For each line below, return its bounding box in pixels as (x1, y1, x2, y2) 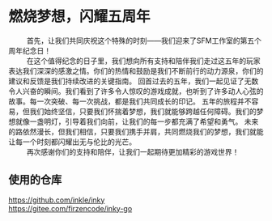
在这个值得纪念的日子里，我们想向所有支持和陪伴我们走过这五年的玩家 (26, 56, 261, 66)
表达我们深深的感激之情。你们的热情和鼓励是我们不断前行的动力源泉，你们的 (8, 66, 264, 75)
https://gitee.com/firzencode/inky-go (8, 203, 133, 213)
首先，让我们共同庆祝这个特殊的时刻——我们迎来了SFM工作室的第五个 (26, 36, 261, 45)
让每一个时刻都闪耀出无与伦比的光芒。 (8, 137, 136, 147)
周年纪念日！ (8, 45, 51, 55)
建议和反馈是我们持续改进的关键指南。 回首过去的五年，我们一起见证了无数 (8, 76, 259, 86)
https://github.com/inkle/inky (8, 195, 105, 205)
